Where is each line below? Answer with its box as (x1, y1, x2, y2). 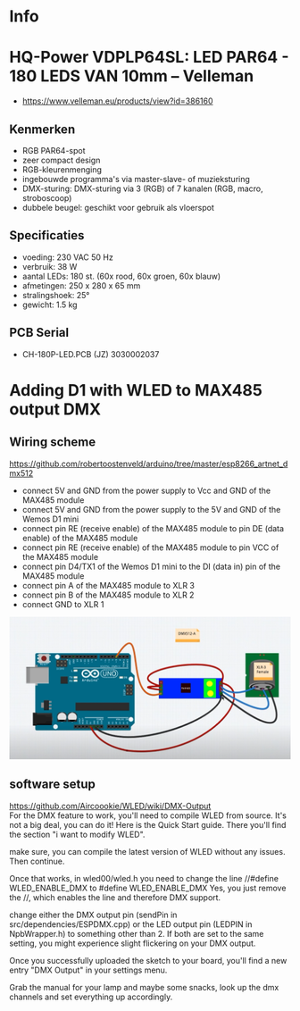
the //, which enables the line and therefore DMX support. (9, 891, 221, 903)
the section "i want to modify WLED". (9, 829, 146, 840)
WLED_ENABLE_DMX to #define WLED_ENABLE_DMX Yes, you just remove (9, 882, 287, 893)
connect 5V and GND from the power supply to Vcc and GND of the (21, 485, 271, 496)
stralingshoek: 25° (21, 289, 90, 300)
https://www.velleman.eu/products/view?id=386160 (21, 96, 213, 106)
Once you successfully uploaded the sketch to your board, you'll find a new (9, 955, 287, 965)
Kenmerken (9, 121, 76, 137)
